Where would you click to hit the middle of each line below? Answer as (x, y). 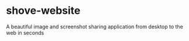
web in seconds (25, 32)
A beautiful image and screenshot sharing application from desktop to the (95, 27)
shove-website (43, 11)
